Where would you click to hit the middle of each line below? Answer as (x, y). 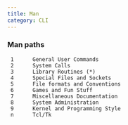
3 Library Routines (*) (53, 72)
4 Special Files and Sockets (61, 78)
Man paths (26, 45)
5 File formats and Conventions (65, 84)
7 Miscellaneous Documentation (64, 96)
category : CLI (28, 20)
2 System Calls (40, 65)
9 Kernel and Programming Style (65, 108)
